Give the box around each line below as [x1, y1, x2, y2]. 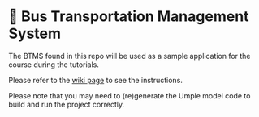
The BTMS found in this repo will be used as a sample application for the [8, 51, 251, 61]
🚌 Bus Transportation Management [8, 7, 249, 26]
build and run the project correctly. [8, 99, 124, 109]
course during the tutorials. [8, 60, 100, 69]
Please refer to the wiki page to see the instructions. [8, 75, 183, 85]
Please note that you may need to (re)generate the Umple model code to [8, 90, 251, 100]
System [8, 24, 62, 43]
